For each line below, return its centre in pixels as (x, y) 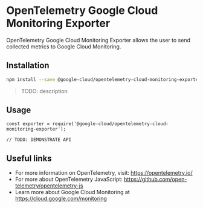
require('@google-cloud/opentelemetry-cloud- (111, 124)
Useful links (29, 158)
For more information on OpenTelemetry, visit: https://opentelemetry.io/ (104, 173)
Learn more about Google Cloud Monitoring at (72, 192)
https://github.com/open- (155, 180)
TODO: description (44, 91)
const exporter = (28, 124)
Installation (28, 66)
